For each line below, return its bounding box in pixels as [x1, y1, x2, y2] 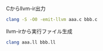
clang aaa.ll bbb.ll [6, 39, 56, 45]
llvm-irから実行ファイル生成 [6, 28, 73, 35]
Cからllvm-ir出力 [6, 5, 46, 12]
